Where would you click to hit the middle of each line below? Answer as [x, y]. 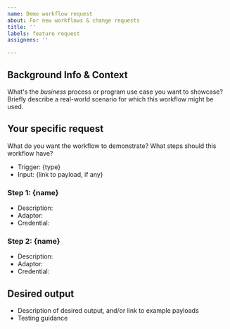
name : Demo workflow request [50, 14]
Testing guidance [43, 318]
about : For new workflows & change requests [74, 20]
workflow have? [30, 153]
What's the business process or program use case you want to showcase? [115, 92]
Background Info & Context [68, 75]
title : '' [22, 27]
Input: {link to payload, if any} [60, 174]
